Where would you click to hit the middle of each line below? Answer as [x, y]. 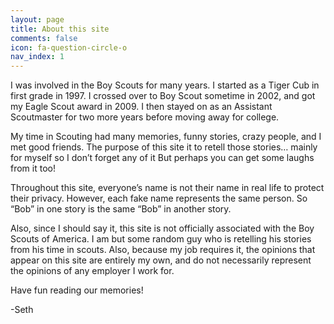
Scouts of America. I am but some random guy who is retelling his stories [161, 239]
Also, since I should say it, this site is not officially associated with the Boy [162, 228]
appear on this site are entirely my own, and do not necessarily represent [161, 260]
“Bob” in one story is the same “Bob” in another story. [121, 209]
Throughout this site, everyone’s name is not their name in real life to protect [167, 188]
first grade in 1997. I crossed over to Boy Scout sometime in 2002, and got [163, 96]
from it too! [33, 168]
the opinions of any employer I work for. [92, 271]
